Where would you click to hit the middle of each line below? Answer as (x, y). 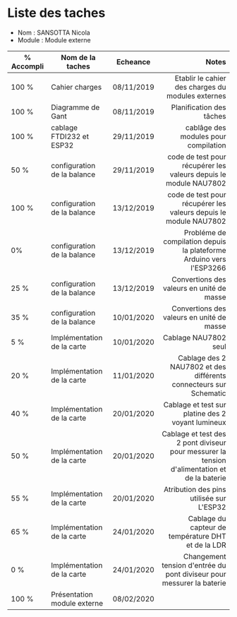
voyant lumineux (199, 422)
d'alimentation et (198, 469)
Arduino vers (205, 259)
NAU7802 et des (198, 366)
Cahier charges (77, 87)
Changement (205, 556)
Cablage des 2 (202, 358)
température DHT (197, 536)
